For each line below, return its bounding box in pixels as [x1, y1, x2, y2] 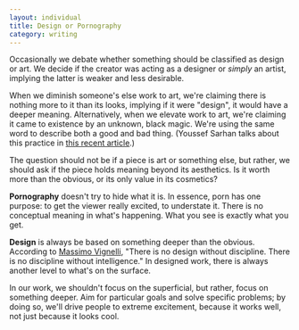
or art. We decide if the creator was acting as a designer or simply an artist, [9, 63, 287, 74]
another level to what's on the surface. [9, 265, 152, 276]
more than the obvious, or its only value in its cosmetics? [9, 174, 219, 185]
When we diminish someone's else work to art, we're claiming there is [9, 90, 266, 101]
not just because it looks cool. [9, 311, 120, 322]
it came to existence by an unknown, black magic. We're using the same [9, 119, 275, 129]
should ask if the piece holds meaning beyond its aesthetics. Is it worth [9, 164, 270, 175]
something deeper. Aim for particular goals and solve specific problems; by [9, 292, 287, 303]
